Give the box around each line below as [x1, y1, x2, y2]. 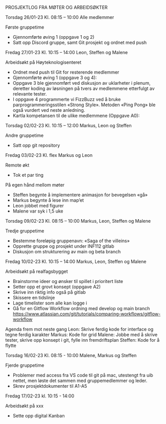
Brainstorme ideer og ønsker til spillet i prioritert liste [12, 278, 124, 284]
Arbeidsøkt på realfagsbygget [5, 268, 68, 274]
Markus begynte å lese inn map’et [12, 197, 84, 203]
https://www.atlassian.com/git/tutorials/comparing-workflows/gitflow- [12, 311, 161, 317]
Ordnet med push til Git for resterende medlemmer [12, 69, 120, 75]
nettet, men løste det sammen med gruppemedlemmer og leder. [12, 378, 148, 384]
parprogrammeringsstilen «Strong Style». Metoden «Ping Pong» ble [12, 102, 156, 108]
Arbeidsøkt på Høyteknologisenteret [5, 59, 82, 65]
